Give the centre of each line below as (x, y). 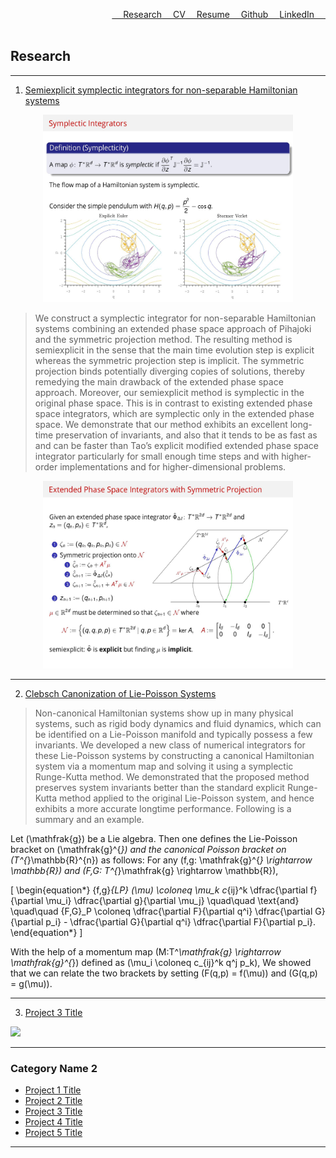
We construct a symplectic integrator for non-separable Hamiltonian (175, 318)
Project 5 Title (53, 1133)
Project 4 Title (53, 1122)
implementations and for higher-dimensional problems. (173, 466)
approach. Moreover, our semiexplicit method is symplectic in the (169, 392)
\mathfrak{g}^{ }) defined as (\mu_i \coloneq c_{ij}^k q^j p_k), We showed (161, 962)
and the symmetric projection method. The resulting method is (163, 339)
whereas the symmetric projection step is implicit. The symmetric (169, 360)
